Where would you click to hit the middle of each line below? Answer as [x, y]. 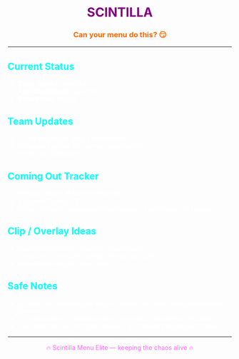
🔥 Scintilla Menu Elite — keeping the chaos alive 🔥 [120, 348]
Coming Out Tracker [53, 176]
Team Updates [40, 121]
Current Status [41, 66]
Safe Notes [32, 286]
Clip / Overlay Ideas [52, 232]
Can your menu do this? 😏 [120, 35]
